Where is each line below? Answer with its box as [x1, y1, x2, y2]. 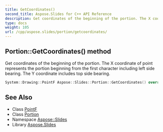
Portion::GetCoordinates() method [5, 47, 112, 56]
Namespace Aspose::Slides [12, 117, 67, 122]
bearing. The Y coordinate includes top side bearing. [5, 71, 111, 76]
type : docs [5, 20, 27, 26]
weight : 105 [5, 25, 29, 30]
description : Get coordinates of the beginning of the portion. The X [5, 16, 151, 21]
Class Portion [12, 111, 39, 117]
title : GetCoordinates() [5, 7, 55, 12]
